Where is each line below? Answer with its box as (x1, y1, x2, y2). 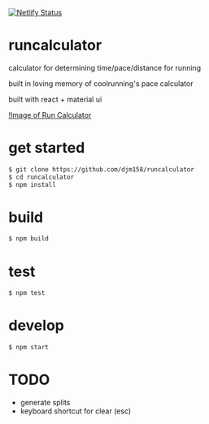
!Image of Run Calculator (8, 110, 92, 119)
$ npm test (8, 289, 46, 297)
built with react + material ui (8, 94, 102, 104)
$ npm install (8, 180, 57, 188)
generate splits (20, 397, 71, 407)
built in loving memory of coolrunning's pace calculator (8, 78, 194, 89)
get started (8, 139, 85, 158)
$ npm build (8, 235, 49, 243)
